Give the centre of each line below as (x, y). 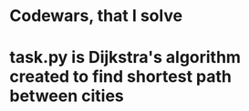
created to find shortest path (121, 77)
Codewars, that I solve (96, 16)
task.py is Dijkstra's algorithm (125, 58)
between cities (67, 96)
